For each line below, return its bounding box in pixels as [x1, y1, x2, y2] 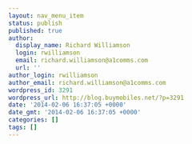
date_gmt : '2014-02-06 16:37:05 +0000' [8, 109, 142, 117]
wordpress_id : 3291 [8, 86, 74, 94]
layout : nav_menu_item [8, 11, 84, 20]
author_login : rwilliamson [8, 71, 98, 79]
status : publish [8, 19, 62, 27]
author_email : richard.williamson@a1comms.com [8, 78, 166, 86]
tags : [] [8, 123, 38, 131]
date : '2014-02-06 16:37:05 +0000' [8, 101, 127, 109]
